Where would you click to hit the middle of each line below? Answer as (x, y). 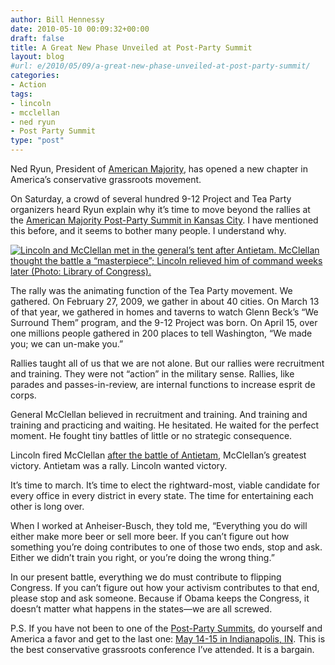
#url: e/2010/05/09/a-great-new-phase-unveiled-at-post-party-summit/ (160, 66)
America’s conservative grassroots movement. (106, 179)
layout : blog (37, 57)
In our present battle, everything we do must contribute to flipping (146, 577)
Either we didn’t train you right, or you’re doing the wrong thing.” (142, 557)
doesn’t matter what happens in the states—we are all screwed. (141, 609)
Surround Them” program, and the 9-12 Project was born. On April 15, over (164, 322)
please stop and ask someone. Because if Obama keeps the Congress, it (160, 598)
